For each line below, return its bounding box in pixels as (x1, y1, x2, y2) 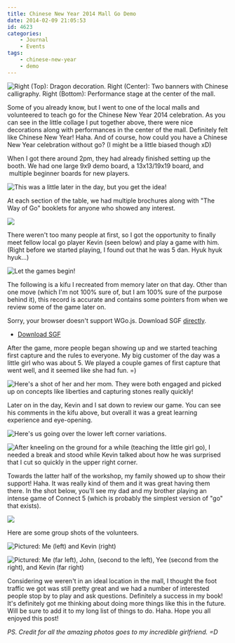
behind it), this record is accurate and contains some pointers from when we (7, 295, 228, 303)
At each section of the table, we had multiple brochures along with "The (7, 196, 215, 205)
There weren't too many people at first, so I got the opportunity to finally (7, 230, 216, 239)
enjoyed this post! (7, 613, 59, 623)
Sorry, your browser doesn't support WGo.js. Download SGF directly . (7, 316, 207, 324)
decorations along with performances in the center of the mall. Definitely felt (7, 125, 228, 134)
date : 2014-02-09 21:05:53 (7, 17, 86, 24)
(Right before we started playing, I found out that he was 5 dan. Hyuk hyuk (7, 246, 222, 254)
